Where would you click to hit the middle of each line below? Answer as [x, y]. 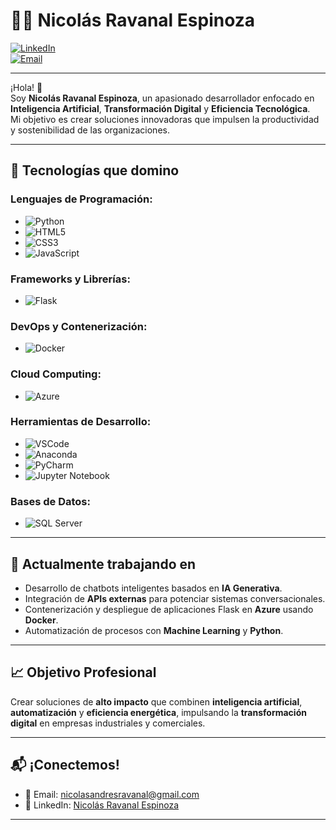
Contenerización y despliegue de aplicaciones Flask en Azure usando [169, 609]
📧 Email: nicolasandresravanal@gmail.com [112, 794]
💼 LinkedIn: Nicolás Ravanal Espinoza [102, 805]
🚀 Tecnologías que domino [95, 170]
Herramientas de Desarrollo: [81, 422]
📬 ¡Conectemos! [65, 765]
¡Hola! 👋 [26, 87]
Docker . [41, 620]
